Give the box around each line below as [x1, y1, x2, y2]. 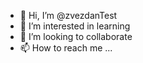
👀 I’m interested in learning [19, 20, 131, 32]
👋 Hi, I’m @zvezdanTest [19, 10, 118, 21]
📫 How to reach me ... [19, 42, 113, 54]
